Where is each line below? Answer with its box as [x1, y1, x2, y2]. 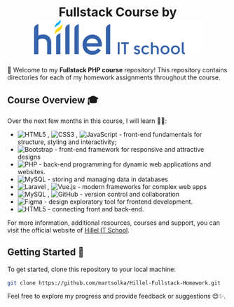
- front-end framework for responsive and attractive [54, 145, 205, 153]
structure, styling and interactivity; [17, 138, 117, 146]
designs [17, 152, 41, 161]
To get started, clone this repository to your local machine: [7, 265, 177, 273]
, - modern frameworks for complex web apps [47, 182, 207, 190]
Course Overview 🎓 [7, 94, 99, 106]
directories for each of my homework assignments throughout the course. [7, 73, 221, 81]
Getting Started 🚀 [7, 247, 85, 259]
